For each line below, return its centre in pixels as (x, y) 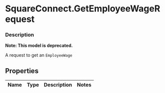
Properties (22, 71)
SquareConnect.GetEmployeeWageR (83, 9)
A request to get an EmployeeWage (39, 55)
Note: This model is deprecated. (39, 46)
